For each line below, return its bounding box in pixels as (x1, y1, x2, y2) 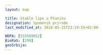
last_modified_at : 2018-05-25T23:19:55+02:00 (5, 25, 98, 30)
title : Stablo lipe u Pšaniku (5, 16, 66, 21)
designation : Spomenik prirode (5, 20, 68, 25)
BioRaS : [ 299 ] (5, 38, 34, 43)
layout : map (5, 7, 29, 12)
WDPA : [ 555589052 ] (5, 34, 42, 39)
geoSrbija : (5, 43, 27, 48)
